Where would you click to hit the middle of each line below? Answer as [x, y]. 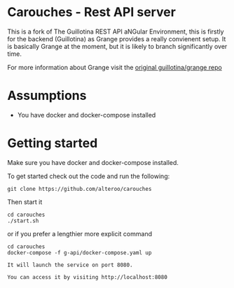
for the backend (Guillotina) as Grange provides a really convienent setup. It [117, 38]
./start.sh [23, 221]
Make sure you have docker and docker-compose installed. [93, 162]
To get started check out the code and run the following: [89, 176]
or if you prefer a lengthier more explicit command [80, 233]
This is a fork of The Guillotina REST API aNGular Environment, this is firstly [116, 31]
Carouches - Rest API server [92, 12]
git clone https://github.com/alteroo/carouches [80, 189]
